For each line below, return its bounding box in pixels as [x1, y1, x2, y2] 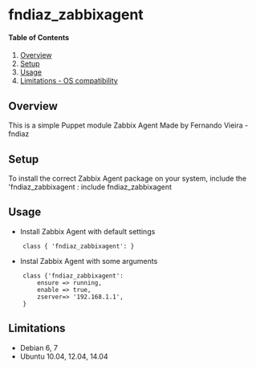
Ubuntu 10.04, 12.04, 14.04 [19, 351, 108, 361]
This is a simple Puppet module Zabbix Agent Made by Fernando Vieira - [8, 120, 249, 130]
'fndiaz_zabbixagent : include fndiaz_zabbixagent [8, 182, 173, 192]
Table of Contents [8, 32, 70, 42]
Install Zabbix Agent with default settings [19, 226, 156, 236]
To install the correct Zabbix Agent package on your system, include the [8, 174, 247, 184]
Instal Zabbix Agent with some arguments [19, 256, 158, 266]
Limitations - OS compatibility [19, 76, 118, 86]
